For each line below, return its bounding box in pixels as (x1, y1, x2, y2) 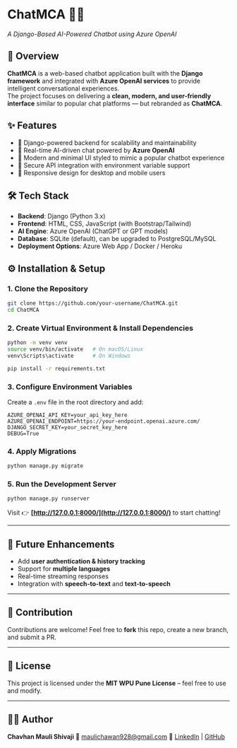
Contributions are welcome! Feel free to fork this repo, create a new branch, (7, 625, 229, 633)
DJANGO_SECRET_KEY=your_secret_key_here (7, 423, 128, 431)
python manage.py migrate (7, 462, 83, 469)
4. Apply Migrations (7, 446, 77, 456)
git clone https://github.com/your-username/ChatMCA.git (7, 300, 178, 307)
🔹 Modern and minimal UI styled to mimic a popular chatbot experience (17, 153, 225, 162)
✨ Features (7, 119, 57, 132)
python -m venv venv (7, 339, 68, 346)
